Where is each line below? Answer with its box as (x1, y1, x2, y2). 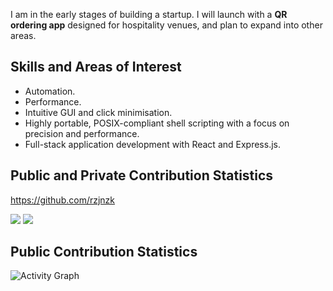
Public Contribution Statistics (10, 244, 198, 261)
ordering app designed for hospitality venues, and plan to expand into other (10, 19, 323, 31)
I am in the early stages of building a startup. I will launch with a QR (10, 9, 288, 20)
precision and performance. (24, 127, 140, 139)
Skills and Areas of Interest (10, 59, 182, 76)
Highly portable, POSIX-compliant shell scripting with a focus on (24, 117, 290, 129)
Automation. (24, 85, 76, 97)
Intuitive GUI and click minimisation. (24, 106, 173, 118)
